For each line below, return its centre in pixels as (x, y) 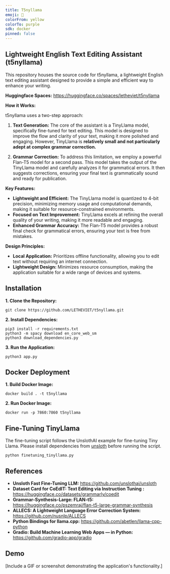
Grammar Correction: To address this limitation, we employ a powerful (87, 157)
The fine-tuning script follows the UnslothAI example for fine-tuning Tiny (81, 441)
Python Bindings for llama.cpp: (46, 521)
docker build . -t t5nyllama (36, 394)
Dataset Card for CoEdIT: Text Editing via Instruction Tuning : (78, 489)
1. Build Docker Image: (29, 385)
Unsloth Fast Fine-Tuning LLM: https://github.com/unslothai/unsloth (84, 484)
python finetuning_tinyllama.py (39, 456)
